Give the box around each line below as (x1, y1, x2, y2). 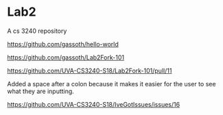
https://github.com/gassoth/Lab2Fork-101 (7, 53, 125, 62)
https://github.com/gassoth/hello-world (7, 40, 119, 48)
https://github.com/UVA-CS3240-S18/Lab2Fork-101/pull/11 (7, 66, 172, 75)
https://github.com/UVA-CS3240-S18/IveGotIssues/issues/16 (7, 100, 180, 108)
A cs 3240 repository (7, 27, 67, 35)
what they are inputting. (7, 87, 74, 95)
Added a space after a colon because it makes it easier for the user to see (7, 79, 216, 88)
